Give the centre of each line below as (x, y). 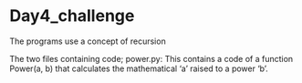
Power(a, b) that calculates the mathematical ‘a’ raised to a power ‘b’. (139, 68)
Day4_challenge (72, 16)
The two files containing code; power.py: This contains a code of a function (151, 58)
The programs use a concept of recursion (88, 41)
